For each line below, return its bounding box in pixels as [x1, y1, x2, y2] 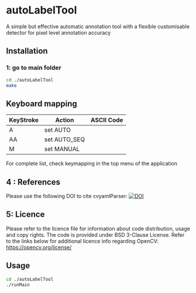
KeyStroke [9, 116, 39, 124]
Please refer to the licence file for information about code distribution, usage [6, 225, 190, 232]
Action [55, 116, 74, 124]
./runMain [6, 282, 30, 288]
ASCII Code [90, 116, 123, 124]
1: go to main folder [6, 64, 61, 72]
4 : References [6, 177, 60, 187]
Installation [6, 46, 48, 56]
